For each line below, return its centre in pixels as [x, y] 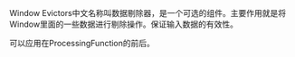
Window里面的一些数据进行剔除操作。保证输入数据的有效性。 [124, 24]
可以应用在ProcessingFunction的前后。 [82, 43]
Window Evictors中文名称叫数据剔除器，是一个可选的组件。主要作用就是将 [148, 13]
